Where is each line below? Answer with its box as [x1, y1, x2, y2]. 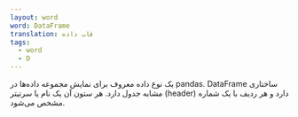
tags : [10, 37, 30, 47]
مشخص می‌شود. [10, 97, 66, 107]
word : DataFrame [10, 21, 70, 30]
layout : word [10, 12, 59, 22]
